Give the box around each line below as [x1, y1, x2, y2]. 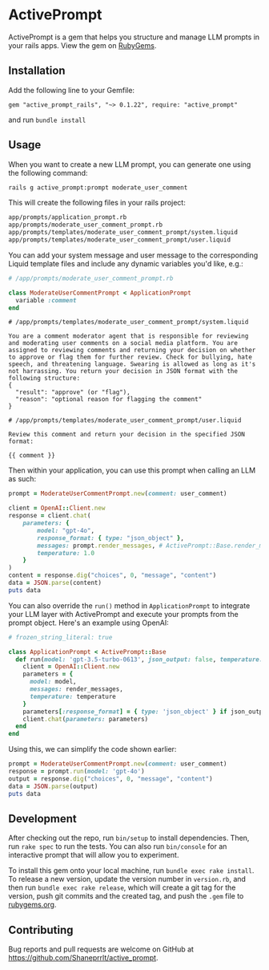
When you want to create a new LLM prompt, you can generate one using [8, 159, 251, 169]
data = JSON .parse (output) [8, 782, 98, 790]
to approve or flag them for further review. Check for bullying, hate [8, 353, 252, 362]
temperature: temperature [29, 692, 116, 700]
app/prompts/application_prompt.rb [8, 213, 127, 221]
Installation [8, 64, 66, 78]
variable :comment [15, 296, 78, 304]
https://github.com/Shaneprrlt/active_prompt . [8, 953, 159, 963]
